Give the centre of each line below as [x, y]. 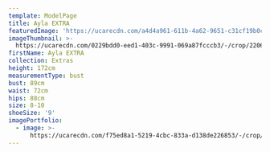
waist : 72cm [28, 90]
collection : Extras [41, 61]
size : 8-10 [27, 105]
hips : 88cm [27, 98]
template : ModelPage [43, 16]
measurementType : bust [46, 76]
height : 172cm [32, 68]
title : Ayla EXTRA [39, 23]
